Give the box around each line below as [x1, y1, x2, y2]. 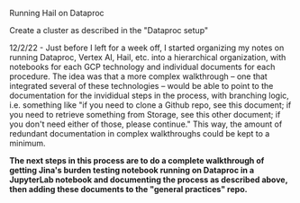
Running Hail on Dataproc [9, 8, 105, 18]
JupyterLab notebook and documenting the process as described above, [9, 174, 288, 185]
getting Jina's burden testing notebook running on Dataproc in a [9, 165, 255, 175]
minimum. [9, 138, 47, 148]
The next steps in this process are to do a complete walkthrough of [9, 155, 265, 165]
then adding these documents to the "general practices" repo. [9, 184, 248, 194]
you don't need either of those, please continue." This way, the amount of [9, 119, 283, 129]
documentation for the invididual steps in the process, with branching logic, [9, 90, 290, 101]
